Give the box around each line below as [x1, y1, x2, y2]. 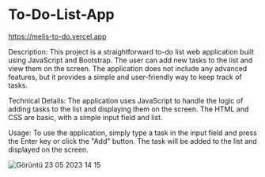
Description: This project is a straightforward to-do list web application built [8, 47, 255, 56]
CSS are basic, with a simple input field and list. [8, 112, 164, 122]
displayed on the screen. [8, 145, 89, 154]
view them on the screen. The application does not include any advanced [8, 63, 248, 73]
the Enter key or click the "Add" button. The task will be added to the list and [8, 136, 257, 145]
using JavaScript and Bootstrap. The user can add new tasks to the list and [8, 55, 253, 65]
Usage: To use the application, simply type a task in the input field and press [8, 128, 257, 137]
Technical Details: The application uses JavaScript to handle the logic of [8, 96, 244, 105]
